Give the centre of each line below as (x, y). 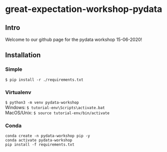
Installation (23, 55)
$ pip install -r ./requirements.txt (44, 80)
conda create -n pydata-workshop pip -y (48, 136)
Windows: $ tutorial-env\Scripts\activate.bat (55, 107)
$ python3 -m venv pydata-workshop (42, 102)
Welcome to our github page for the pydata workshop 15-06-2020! (74, 39)
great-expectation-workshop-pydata (84, 9)
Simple (14, 69)
